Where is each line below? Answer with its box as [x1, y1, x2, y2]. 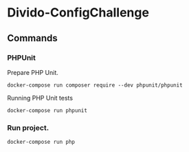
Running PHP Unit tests [7, 94, 74, 102]
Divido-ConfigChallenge [7, 5, 150, 21]
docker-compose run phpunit [7, 107, 88, 114]
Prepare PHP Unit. [7, 68, 58, 76]
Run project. [7, 122, 49, 132]
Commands [7, 32, 58, 44]
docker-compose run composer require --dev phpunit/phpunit [7, 81, 184, 89]
